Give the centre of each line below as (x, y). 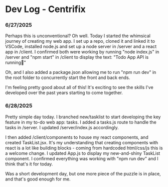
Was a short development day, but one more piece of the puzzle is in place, (83, 173)
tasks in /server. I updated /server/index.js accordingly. (62, 127)
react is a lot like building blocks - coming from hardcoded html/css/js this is (84, 148)
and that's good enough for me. (38, 179)
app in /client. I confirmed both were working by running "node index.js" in (82, 52)
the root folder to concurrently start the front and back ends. (68, 78)
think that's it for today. (29, 164)
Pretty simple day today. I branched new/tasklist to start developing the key (83, 117)
